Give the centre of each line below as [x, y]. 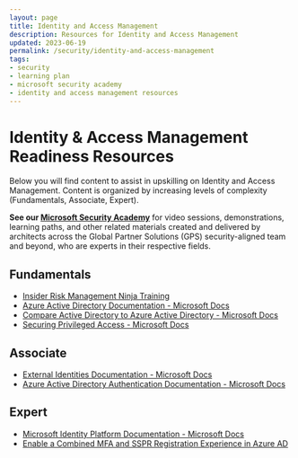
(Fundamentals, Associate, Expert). [74, 200]
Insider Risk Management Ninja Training [96, 296]
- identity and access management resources [94, 92]
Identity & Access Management [129, 137]
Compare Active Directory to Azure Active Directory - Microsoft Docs [150, 315]
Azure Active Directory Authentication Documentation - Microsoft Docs [153, 384]
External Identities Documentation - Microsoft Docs [117, 374]
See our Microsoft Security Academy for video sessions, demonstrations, [147, 217]
